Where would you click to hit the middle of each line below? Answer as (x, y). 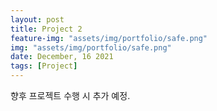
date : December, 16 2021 (62, 57)
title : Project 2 (46, 29)
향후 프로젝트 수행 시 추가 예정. (70, 95)
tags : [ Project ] (44, 66)
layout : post (37, 19)
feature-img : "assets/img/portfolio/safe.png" (109, 38)
